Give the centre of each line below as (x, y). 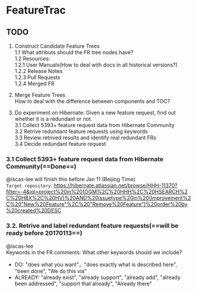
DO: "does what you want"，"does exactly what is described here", (96, 264)
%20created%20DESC (34, 211)
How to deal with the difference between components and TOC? (92, 101)
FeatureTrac (36, 10)
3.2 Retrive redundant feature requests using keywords (81, 131)
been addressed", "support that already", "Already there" (83, 284)
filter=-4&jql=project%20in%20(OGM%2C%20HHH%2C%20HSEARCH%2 (97, 192)
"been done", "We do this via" (50, 271)
